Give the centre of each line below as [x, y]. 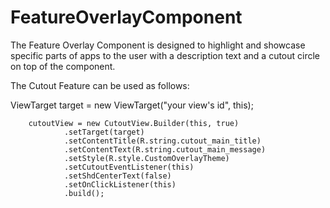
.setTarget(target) [104, 132]
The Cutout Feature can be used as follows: [100, 85]
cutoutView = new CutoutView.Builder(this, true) [134, 123]
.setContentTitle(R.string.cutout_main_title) [162, 141]
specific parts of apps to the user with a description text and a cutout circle [165, 55]
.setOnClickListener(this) [120, 184]
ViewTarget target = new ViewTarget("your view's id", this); [132, 105]
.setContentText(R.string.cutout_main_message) [165, 149]
